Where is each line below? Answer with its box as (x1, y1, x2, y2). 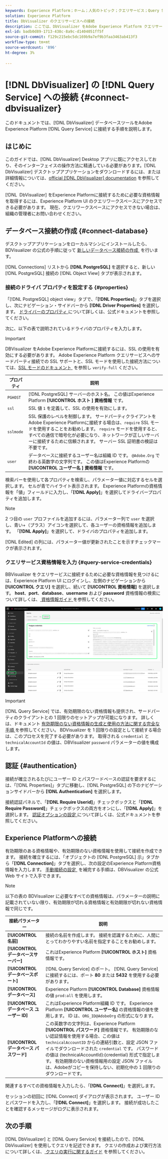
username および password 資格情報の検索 (65, 590, 156, 596)
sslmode (7, 430, 23, 435)
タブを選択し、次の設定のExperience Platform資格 (57, 860, 161, 867)
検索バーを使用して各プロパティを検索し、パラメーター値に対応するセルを (5, 477, 158, 483)
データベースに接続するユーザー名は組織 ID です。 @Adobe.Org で (28, 452, 160, 458)
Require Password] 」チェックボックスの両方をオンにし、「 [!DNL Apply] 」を (5, 805, 162, 811)
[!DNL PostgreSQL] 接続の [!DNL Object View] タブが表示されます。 (5, 270, 144, 276)
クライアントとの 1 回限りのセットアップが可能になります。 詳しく (18, 714, 154, 720)
